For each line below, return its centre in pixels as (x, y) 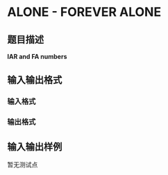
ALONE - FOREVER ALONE (84, 12)
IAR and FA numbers (37, 57)
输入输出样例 (35, 147)
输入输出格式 (35, 80)
